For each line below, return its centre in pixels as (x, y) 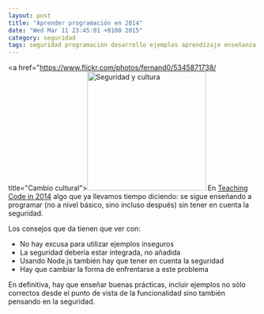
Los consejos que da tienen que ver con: (74, 229)
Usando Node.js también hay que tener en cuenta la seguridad (122, 261)
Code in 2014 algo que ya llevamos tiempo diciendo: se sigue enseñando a (130, 197)
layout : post (30, 15)
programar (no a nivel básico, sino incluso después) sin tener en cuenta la (129, 205)
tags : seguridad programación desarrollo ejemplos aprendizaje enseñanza (132, 45)
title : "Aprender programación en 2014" (76, 23)
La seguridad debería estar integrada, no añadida (100, 253)
